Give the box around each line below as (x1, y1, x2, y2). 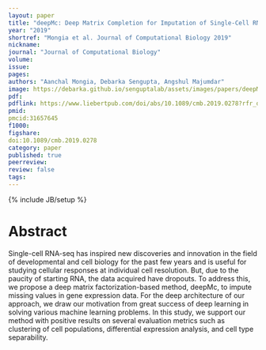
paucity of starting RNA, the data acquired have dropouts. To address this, (8, 273, 251, 283)
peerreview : (8, 159, 47, 167)
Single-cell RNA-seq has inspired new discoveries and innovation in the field (8, 248, 257, 258)
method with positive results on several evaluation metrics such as (8, 315, 226, 325)
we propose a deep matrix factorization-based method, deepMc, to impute (8, 282, 253, 292)
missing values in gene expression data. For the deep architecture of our (8, 290, 245, 300)
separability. (8, 333, 49, 342)
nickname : (8, 41, 41, 49)
